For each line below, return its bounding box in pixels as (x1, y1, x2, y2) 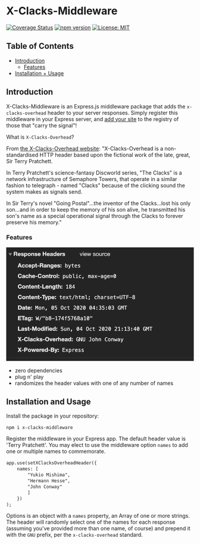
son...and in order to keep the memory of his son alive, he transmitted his (6, 206, 186, 213)
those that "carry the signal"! (6, 122, 77, 129)
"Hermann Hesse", (27, 478, 70, 484)
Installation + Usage (14, 70, 64, 77)
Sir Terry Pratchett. (6, 157, 53, 164)
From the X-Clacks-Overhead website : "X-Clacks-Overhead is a (6, 145, 164, 152)
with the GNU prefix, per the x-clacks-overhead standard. (6, 531, 143, 539)
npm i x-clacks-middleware (6, 425, 73, 431)
